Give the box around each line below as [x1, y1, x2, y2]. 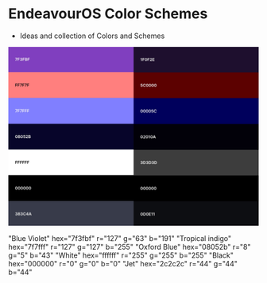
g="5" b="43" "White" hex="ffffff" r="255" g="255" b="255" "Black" [8, 250, 234, 260]
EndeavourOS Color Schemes [8, 5, 208, 23]
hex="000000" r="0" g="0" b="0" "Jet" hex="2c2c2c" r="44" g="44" [8, 258, 238, 268]
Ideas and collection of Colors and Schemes [19, 31, 165, 40]
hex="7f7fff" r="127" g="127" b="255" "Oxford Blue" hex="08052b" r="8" [8, 242, 252, 251]
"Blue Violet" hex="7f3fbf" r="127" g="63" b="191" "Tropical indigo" [8, 233, 232, 243]
